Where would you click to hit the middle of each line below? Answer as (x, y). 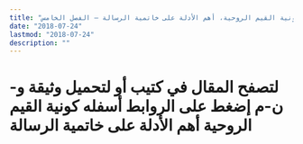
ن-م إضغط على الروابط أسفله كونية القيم (147, 107)
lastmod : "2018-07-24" (52, 34)
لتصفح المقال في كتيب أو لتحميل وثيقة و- (144, 87)
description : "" (40, 43)
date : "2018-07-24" (46, 26)
